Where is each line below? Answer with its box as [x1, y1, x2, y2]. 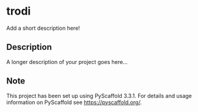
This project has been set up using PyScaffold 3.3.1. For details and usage [6, 92, 193, 99]
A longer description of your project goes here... [6, 58, 128, 65]
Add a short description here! [6, 24, 81, 32]
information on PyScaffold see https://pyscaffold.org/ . [6, 99, 142, 106]
